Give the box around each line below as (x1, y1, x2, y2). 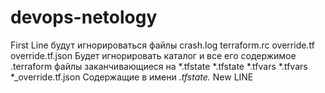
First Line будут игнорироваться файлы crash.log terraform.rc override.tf (10, 39, 315, 51)
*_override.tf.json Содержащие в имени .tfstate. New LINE (10, 71, 254, 83)
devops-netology (10, 6, 158, 29)
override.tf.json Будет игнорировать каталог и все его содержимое (10, 49, 297, 61)
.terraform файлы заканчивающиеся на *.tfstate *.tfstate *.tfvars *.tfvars (10, 60, 308, 72)
